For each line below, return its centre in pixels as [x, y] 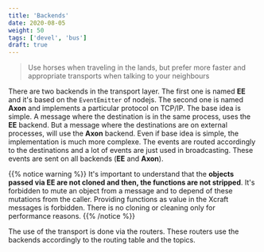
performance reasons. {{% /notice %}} [72, 216]
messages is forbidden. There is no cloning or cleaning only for [112, 208]
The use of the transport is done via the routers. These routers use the [124, 231]
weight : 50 [26, 30]
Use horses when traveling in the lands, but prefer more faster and [137, 67]
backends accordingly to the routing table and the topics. [102, 240]
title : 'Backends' [39, 15]
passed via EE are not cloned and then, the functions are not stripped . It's [132, 182]
